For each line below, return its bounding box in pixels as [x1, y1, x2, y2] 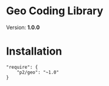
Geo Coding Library [6, 4, 104, 18]
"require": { [6, 64, 38, 70]
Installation [6, 44, 62, 58]
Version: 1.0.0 [6, 24, 40, 31]
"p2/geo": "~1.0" [16, 69, 60, 75]
